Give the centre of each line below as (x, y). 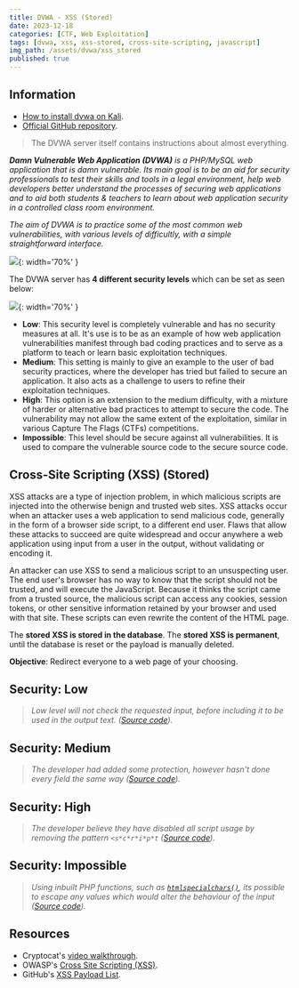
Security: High (50, 807)
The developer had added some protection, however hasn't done (150, 769)
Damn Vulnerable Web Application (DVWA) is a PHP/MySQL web (131, 160)
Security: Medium (60, 748)
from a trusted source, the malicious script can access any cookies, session (148, 598)
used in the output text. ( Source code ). (102, 720)
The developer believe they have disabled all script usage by (143, 829)
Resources (40, 934)
